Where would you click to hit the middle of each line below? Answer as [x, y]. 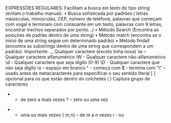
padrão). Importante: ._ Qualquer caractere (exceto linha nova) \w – [76, 52]
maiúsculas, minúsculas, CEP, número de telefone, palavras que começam [84, 19]
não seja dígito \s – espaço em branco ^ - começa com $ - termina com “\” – [86, 68]
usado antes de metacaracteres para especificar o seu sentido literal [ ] [80, 73]
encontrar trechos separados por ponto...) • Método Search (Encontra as [82, 30]
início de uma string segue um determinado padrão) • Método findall [77, 40]
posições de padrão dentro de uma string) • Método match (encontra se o [83, 35]
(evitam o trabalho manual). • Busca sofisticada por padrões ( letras [77, 13]
